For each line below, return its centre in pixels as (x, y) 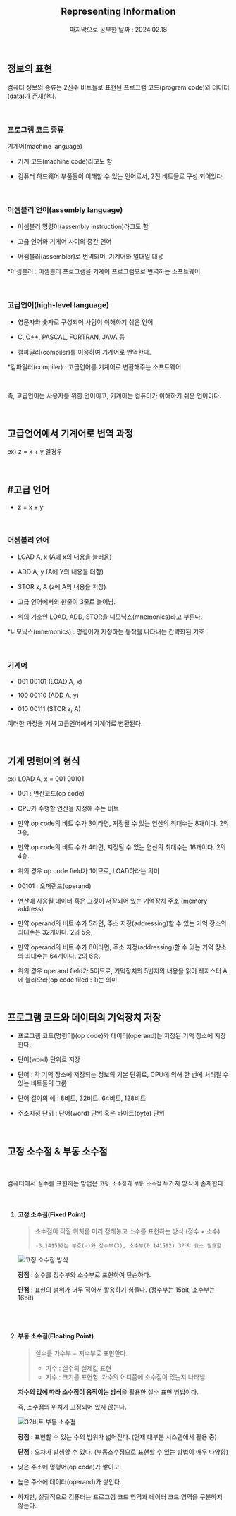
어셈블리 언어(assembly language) (65, 209)
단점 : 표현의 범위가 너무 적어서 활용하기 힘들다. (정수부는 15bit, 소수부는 (116, 1290)
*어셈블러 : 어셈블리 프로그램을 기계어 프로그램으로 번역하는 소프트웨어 (104, 271)
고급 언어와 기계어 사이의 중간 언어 (64, 242)
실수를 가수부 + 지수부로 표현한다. (81, 1353)
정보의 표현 (30, 69)
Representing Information (118, 12)
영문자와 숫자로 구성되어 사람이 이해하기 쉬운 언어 (85, 322)
